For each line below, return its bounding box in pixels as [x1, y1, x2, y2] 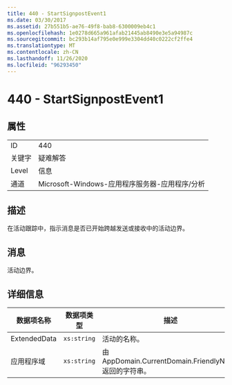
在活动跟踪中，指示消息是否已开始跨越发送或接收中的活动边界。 [7, 224, 188, 232]
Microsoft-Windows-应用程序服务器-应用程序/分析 [38, 179, 206, 189]
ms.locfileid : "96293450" [7, 62, 81, 68]
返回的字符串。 [101, 366, 151, 376]
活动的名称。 [101, 335, 144, 344]
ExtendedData [10, 334, 57, 344]
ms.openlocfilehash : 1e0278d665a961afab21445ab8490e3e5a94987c [7, 29, 193, 37]
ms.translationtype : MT [7, 42, 76, 49]
